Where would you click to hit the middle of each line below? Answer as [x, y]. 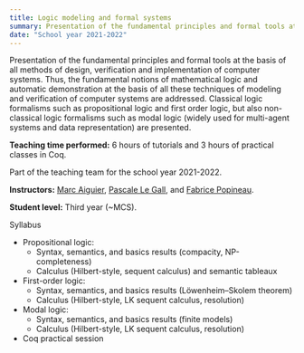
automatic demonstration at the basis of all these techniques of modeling [146, 89]
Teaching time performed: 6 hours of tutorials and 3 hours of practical [142, 145]
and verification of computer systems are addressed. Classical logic [136, 99]
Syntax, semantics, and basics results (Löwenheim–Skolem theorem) [164, 291]
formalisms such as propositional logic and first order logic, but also [136, 109]
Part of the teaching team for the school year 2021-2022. [116, 172]
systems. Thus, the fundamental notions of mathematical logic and [133, 80]
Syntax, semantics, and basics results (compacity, [129, 252]
